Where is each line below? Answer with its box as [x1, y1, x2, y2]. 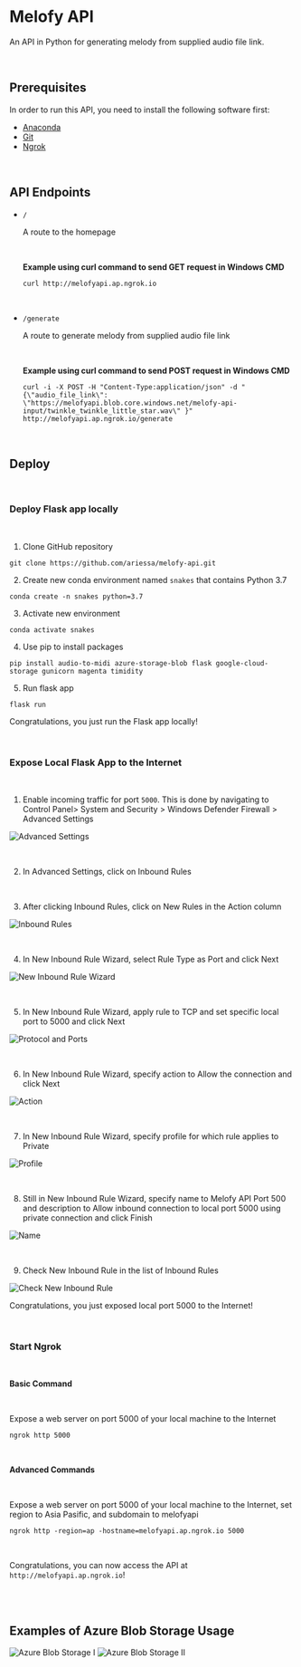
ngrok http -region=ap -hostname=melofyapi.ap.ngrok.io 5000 [9, 1527, 245, 1536]
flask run [9, 700, 47, 709]
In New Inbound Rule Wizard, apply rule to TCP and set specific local [22, 1006, 279, 1017]
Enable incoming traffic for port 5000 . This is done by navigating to [22, 794, 269, 805]
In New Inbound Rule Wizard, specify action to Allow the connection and [22, 1068, 292, 1079]
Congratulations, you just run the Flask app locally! [9, 715, 199, 726]
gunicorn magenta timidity [42, 666, 144, 675]
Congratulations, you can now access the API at [9, 1560, 188, 1571]
